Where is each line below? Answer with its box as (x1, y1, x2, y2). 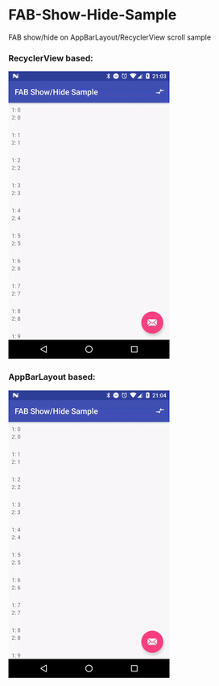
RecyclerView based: (8, 53, 94, 64)
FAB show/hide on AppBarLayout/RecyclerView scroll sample (8, 32, 212, 42)
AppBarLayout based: (8, 372, 96, 383)
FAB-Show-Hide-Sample (8, 6, 177, 24)
